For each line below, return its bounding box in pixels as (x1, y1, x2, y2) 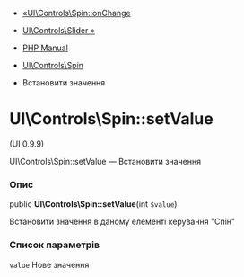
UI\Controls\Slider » (22, 25, 96, 35)
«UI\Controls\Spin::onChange (22, 8, 132, 18)
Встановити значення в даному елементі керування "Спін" (9, 216, 236, 228)
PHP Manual (22, 42, 69, 53)
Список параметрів (9, 238, 100, 251)
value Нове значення (9, 259, 90, 270)
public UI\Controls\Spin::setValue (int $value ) (9, 199, 178, 210)
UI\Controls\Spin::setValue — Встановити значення (9, 156, 202, 166)
